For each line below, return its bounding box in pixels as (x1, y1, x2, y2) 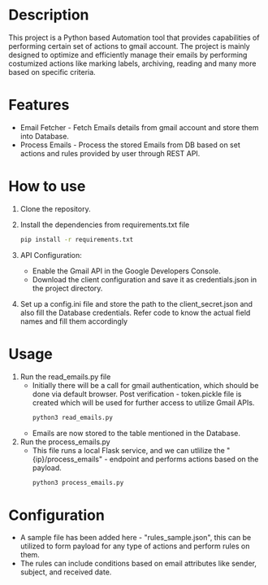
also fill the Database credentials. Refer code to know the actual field (19, 308, 251, 317)
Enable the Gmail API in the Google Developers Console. (32, 266, 221, 276)
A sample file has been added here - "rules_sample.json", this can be (19, 533, 252, 543)
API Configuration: (19, 250, 83, 260)
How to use (8, 177, 86, 196)
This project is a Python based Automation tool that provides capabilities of (8, 33, 260, 42)
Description (8, 6, 89, 24)
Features (8, 96, 70, 115)
